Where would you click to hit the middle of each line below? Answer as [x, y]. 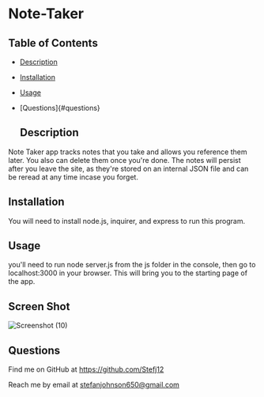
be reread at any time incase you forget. [73, 177]
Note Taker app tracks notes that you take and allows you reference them [128, 152]
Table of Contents [53, 43]
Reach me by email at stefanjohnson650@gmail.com [94, 385]
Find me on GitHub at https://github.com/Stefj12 [86, 369]
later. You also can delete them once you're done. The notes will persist [124, 160]
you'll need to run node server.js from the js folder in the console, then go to [132, 265]
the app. [22, 282]
